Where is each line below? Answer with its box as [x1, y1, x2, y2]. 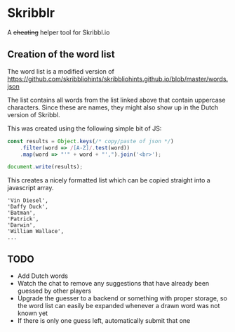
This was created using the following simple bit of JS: [7, 124, 162, 133]
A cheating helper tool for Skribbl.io [7, 28, 110, 36]
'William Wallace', [7, 228, 65, 235]
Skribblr [7, 5, 55, 21]
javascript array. [7, 184, 54, 192]
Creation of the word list [7, 48, 115, 60]
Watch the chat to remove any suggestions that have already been [17, 279, 210, 288]
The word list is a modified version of [7, 67, 114, 75]
